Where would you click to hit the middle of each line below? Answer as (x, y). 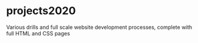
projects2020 (41, 11)
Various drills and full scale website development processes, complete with (99, 27)
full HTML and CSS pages (38, 33)
